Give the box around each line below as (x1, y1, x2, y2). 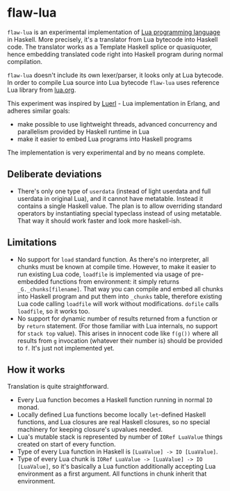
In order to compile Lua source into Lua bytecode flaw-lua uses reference (7, 78, 220, 86)
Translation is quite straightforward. (7, 383, 109, 391)
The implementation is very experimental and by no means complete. (7, 148, 206, 156)
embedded (17, 277, 49, 286)
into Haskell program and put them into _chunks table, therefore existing (17, 292, 222, 300)
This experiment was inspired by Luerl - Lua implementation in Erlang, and (7, 99, 220, 107)
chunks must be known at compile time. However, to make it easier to (17, 262, 217, 271)
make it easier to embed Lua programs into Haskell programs (17, 134, 192, 143)
